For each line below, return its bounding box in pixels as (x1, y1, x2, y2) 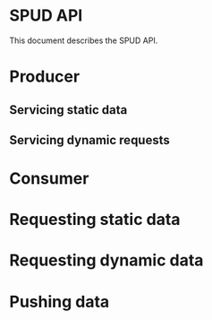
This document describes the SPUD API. (9, 35, 158, 46)
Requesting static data (9, 210, 181, 229)
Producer (9, 66, 81, 87)
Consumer (9, 169, 89, 189)
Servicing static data (9, 102, 128, 117)
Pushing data (9, 291, 110, 312)
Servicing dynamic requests (9, 132, 170, 148)
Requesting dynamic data (9, 250, 204, 271)
